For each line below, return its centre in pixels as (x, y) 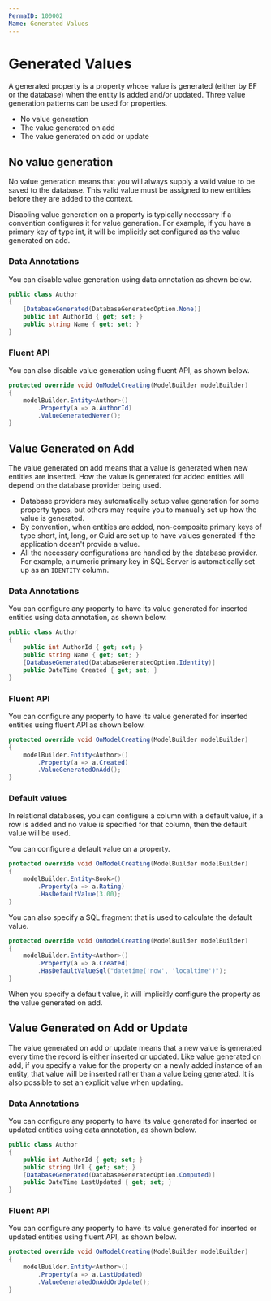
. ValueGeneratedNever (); (80, 415)
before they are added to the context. (71, 199)
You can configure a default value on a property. (89, 849)
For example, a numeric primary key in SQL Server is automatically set (138, 562)
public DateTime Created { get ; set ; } (90, 670)
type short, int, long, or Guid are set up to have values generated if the (138, 536)
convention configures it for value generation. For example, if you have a (130, 223)
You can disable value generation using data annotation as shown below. (130, 279)
